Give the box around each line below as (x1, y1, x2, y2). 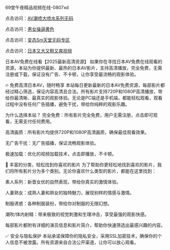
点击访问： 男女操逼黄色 (5, 26, 54, 32)
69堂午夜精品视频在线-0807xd (5, 5, 69, 10)
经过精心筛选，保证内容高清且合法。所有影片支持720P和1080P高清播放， (5, 89, 158, 94)
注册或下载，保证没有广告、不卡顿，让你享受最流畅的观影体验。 (5, 71, 139, 77)
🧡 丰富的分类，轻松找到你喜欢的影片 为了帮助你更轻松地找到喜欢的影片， (5, 162, 158, 168)
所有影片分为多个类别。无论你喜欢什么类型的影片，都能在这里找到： (14, 168, 156, 174)
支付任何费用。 (22, 119, 54, 124)
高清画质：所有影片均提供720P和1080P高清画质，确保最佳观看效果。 (5, 129, 150, 135)
